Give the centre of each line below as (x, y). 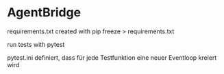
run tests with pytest (36, 44)
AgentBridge (44, 13)
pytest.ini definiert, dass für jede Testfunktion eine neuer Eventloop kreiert (112, 57)
